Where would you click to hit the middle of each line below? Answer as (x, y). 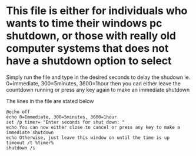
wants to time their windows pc (84, 23)
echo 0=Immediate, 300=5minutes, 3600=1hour (62, 117)
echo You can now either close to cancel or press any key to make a (93, 127)
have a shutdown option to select (89, 61)
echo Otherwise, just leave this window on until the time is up (88, 137)
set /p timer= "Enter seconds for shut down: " (66, 122)
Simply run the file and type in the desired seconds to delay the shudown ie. (98, 77)
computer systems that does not (87, 49)
